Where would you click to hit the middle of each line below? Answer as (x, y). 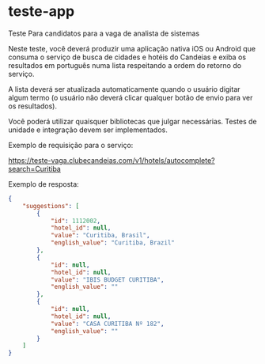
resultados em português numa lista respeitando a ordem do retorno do (125, 65)
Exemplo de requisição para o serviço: (71, 145)
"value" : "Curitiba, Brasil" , (100, 236)
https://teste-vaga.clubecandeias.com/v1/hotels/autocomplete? (112, 160)
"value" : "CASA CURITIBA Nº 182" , (107, 324)
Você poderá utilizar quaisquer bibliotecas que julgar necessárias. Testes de (132, 121)
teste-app (42, 11)
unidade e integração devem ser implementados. (88, 130)
